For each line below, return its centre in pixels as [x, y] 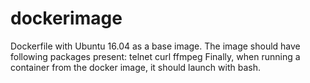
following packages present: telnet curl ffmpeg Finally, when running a [155, 56]
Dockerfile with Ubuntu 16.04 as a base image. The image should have [155, 46]
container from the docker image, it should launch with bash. [135, 67]
